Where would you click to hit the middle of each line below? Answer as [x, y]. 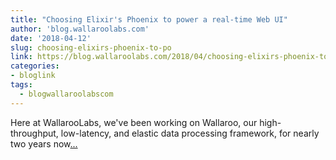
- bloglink [33, 76]
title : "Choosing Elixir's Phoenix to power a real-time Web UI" [149, 19]
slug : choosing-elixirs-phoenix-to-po [91, 47]
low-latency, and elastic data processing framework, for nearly [190, 133]
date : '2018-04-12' [51, 38]
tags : [21, 85]
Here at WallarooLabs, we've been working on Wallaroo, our [134, 122]
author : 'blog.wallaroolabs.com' [80, 29]
